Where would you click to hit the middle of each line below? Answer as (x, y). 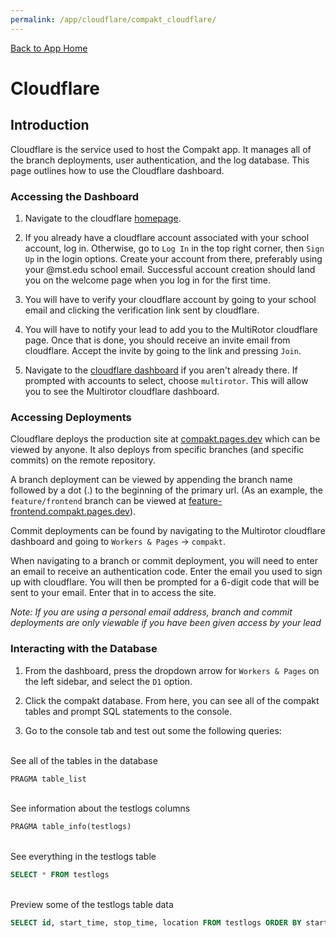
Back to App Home (49, 48)
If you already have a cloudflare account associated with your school (167, 237)
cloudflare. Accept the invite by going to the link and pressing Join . (163, 350)
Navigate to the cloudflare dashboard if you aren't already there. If (161, 370)
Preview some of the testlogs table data (92, 905)
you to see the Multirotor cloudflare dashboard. (122, 391)
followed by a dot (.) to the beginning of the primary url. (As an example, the (166, 490)
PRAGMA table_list (48, 779)
